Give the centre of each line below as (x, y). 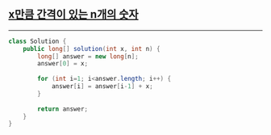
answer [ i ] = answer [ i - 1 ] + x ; (102, 86)
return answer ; (63, 109)
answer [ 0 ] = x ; (63, 64)
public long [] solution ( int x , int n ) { (92, 49)
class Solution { (38, 41)
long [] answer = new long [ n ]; (88, 56)
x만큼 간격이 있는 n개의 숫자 (73, 15)
